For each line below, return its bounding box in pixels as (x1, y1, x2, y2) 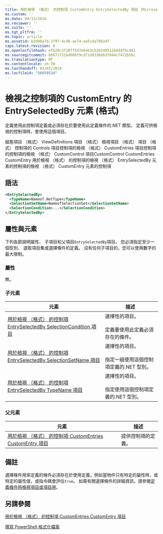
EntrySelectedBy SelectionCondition (7, 323, 91, 330)
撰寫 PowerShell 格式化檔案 (5, 524, 60, 530)
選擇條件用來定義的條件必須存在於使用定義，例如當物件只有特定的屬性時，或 (5, 472, 158, 478)
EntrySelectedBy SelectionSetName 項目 (7, 357, 100, 364)
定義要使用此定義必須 (105, 326, 154, 333)
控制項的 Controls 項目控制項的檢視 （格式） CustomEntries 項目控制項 (14, 145, 156, 151)
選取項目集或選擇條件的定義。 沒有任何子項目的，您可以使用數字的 (23, 245, 156, 251)
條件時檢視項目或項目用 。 (9, 484, 61, 490)
